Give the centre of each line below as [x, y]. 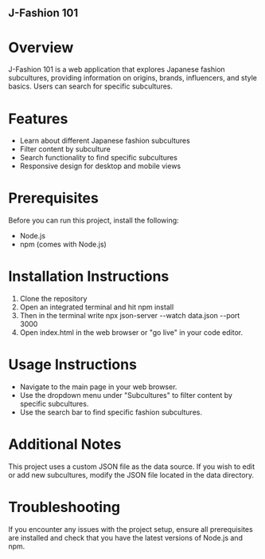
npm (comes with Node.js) [63, 244]
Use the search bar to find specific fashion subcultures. [111, 412]
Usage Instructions [73, 365]
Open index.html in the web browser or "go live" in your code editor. [131, 333]
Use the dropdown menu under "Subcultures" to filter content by [126, 396]
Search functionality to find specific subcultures [98, 158]
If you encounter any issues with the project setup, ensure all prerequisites [131, 529]
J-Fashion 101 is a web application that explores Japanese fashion [117, 69]
